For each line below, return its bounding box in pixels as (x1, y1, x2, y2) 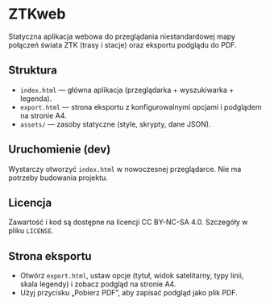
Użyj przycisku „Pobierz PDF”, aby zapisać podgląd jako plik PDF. (19, 288, 238, 298)
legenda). (19, 94, 52, 103)
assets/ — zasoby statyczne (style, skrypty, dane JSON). (19, 119, 211, 129)
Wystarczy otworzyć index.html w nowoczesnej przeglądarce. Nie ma (8, 164, 242, 173)
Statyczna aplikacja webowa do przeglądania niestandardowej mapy (8, 31, 236, 41)
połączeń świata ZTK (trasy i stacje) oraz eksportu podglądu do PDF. (8, 40, 237, 49)
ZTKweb (8, 5, 66, 23)
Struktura (8, 64, 58, 77)
